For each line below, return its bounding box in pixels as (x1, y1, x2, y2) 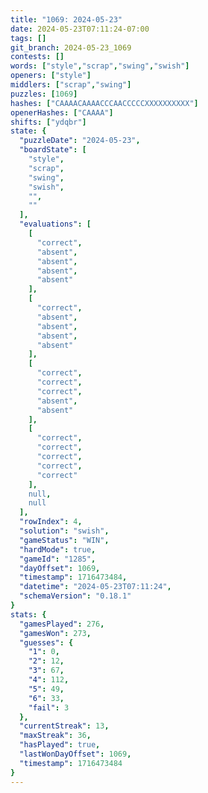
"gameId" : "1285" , (19, 554, 97, 564)
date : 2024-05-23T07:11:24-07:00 (10, 24, 150, 34)
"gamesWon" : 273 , (19, 628, 92, 638)
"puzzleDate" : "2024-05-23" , (19, 136, 141, 146)
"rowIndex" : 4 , (19, 517, 83, 527)
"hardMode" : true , (19, 544, 97, 555)
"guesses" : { (19, 637, 74, 648)
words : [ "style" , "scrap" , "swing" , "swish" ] (10, 61, 190, 71)
